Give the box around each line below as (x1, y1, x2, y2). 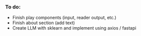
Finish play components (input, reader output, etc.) (12, 15, 117, 21)
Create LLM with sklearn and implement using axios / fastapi (12, 25, 137, 31)
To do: (5, 3, 21, 10)
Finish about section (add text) (12, 20, 75, 26)
